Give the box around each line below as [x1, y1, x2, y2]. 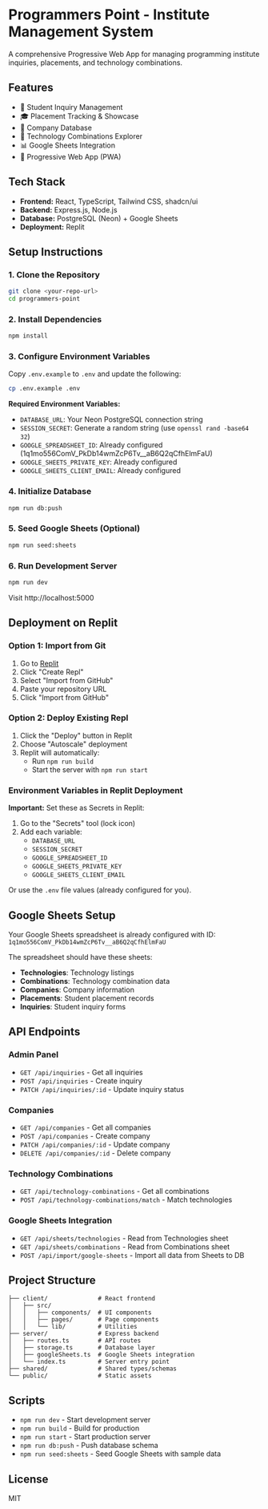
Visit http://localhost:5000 [8, 593, 94, 602]
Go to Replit [19, 658, 59, 668]
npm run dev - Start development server [19, 1415, 151, 1425]
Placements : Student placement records [19, 993, 154, 1003]
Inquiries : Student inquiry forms [19, 1001, 126, 1011]
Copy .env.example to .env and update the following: [8, 369, 182, 378]
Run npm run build [31, 756, 94, 766]
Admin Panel [8, 1049, 58, 1060]
